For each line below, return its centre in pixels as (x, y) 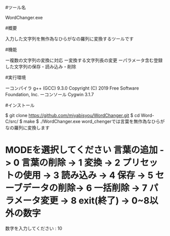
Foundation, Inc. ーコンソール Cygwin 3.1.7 (50, 94)
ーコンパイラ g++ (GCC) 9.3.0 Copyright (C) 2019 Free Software (72, 88)
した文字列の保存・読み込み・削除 (41, 67)
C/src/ (12, 121)
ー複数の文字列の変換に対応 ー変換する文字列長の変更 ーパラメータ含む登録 (84, 60)
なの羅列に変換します (27, 128)
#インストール (20, 105)
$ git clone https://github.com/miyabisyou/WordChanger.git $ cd (73, 115)
